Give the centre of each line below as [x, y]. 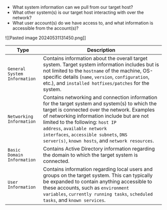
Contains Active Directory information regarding [99, 149]
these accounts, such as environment [86, 188]
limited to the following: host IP [80, 122]
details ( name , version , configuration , [106, 77]
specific [52, 77]
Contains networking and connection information [100, 97]
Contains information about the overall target [95, 58]
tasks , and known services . [74, 200]
